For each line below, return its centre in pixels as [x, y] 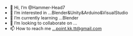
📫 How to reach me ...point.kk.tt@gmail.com [56, 28]
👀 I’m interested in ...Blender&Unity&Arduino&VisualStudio [69, 13]
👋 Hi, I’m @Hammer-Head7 [37, 8]
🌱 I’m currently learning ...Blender [44, 18]
